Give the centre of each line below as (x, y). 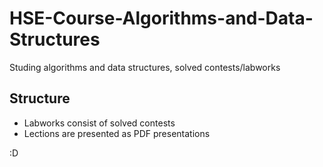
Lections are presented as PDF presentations (117, 133)
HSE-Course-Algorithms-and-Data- (161, 18)
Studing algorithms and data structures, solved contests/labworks (145, 67)
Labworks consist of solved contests (99, 123)
